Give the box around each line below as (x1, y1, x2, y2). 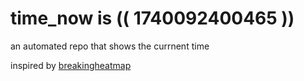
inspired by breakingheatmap (10, 59, 132, 71)
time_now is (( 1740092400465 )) (10, 7, 295, 30)
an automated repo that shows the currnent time (10, 40, 210, 52)
